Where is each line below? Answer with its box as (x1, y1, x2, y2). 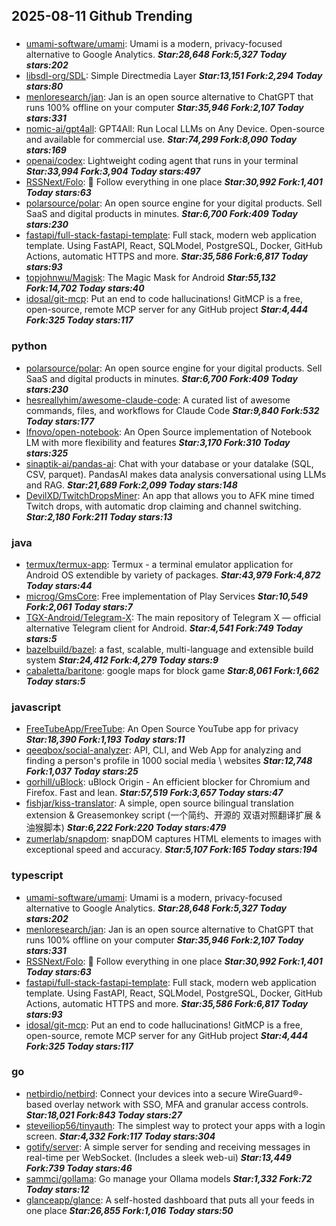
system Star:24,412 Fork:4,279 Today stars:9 (25, 654, 219, 666)
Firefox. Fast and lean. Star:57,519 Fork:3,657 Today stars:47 (25, 787, 284, 799)
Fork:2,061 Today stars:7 (25, 600, 133, 613)
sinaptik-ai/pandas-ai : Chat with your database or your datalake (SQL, (25, 457, 314, 469)
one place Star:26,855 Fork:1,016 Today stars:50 (25, 1204, 234, 1216)
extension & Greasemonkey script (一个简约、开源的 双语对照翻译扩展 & (25, 809, 322, 821)
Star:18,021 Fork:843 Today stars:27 (25, 1109, 183, 1121)
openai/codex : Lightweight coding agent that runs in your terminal (25, 155, 299, 167)
